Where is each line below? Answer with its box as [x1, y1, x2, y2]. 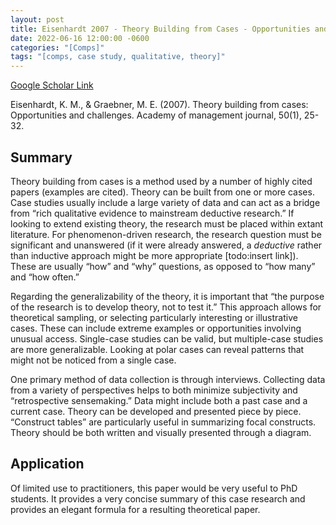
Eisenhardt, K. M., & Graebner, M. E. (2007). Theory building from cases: [10, 99, 309, 111]
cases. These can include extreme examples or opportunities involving [10, 322, 302, 334]
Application [10, 456, 85, 473]
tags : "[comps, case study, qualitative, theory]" [10, 52, 226, 62]
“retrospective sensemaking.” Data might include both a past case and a [10, 394, 308, 406]
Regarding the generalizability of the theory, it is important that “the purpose [10, 290, 325, 302]
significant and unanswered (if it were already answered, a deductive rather [10, 239, 323, 251]
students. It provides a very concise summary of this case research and [10, 492, 306, 505]
